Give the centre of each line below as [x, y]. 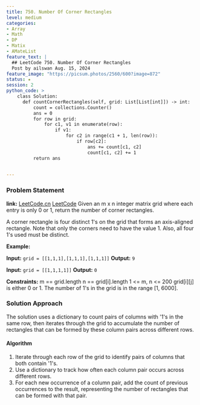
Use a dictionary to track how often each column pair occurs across [99, 370]
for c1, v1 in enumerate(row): [83, 125]
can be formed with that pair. [51, 396]
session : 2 [20, 85]
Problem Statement [35, 190]
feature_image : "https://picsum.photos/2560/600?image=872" [84, 74]
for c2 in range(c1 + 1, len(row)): [112, 136]
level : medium [24, 18]
